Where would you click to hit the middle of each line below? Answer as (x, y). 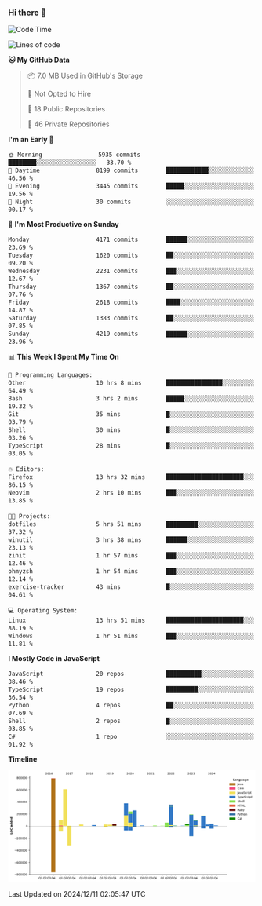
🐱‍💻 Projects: (29, 517)
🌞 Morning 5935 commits (75, 155)
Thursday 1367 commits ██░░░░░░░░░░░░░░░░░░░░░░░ (131, 287)
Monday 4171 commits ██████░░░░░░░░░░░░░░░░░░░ (131, 240)
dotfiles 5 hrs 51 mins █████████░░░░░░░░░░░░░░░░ (131, 524)
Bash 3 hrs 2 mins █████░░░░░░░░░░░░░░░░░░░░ (131, 399)
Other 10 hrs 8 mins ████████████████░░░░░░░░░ (131, 383)
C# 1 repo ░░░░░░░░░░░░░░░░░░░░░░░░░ (131, 737)
